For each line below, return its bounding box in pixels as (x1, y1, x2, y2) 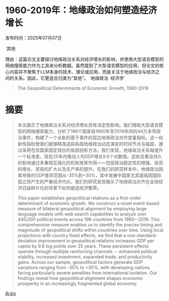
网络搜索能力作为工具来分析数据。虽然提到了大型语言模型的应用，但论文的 (5, 62, 159, 68)
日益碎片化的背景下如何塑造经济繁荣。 (22, 185, 102, 191)
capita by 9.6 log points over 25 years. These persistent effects (17, 243, 149, 249)
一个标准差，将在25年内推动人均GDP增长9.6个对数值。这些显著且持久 (17, 153, 162, 159)
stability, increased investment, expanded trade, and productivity (17, 254, 152, 260)
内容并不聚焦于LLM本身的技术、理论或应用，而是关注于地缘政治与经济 (9, 68, 155, 74)
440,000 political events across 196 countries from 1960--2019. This (17, 216, 160, 222)
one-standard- (127, 232, 157, 238)
